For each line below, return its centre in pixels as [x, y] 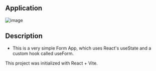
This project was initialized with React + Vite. [51, 63]
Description [24, 36]
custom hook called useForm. [43, 53]
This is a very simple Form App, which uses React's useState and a [82, 48]
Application [24, 8]
